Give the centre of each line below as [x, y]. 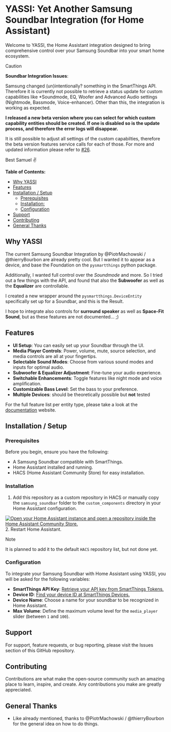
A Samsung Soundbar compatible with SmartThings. [68, 462]
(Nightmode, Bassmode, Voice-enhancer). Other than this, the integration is [85, 102]
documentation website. [31, 410]
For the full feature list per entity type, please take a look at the [72, 404]
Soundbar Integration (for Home [75, 20]
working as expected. [28, 108]
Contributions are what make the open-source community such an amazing [85, 679]
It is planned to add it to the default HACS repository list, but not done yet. [82, 549]
